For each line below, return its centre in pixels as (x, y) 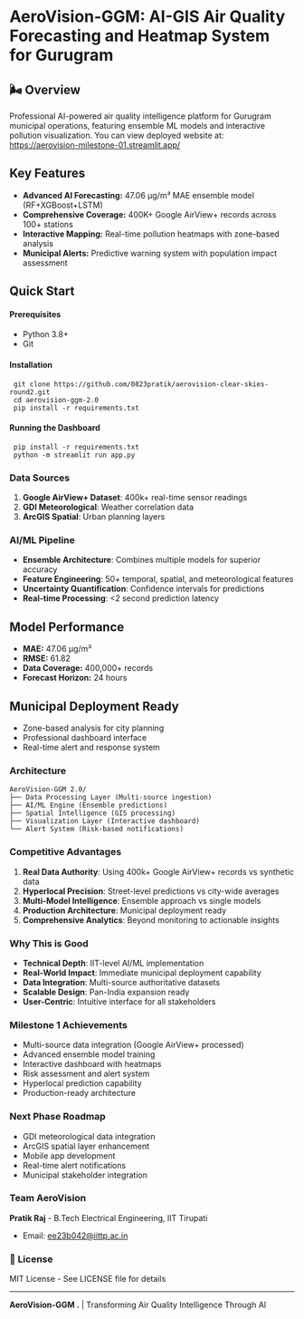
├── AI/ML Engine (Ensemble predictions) (89, 805)
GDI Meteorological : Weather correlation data (108, 507)
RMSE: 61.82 (46, 658)
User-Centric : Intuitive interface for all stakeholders (119, 1001)
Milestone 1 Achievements (69, 1024)
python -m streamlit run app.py (74, 455)
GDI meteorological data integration (89, 1136)
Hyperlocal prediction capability (82, 1083)
